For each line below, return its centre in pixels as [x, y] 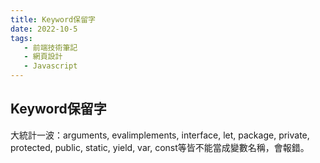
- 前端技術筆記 [50, 47]
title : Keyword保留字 [53, 19]
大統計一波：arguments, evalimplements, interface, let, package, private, [160, 135]
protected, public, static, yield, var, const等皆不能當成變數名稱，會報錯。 [160, 147]
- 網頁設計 [43, 57]
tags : [21, 38]
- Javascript [50, 66]
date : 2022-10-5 [44, 29]
